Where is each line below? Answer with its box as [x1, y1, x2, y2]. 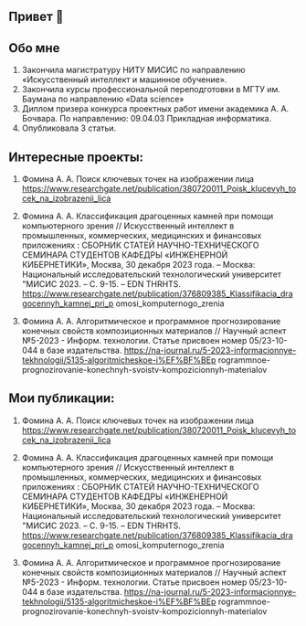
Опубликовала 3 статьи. [21, 122, 117, 133]
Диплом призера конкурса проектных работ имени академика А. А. [21, 103, 290, 114]
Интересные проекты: [8, 149, 143, 164]
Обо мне [8, 40, 60, 56]
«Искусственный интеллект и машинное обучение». [21, 74, 227, 85]
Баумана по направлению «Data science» [21, 93, 185, 105]
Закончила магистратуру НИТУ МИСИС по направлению [21, 65, 246, 76]
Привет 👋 [8, 9, 65, 25]
